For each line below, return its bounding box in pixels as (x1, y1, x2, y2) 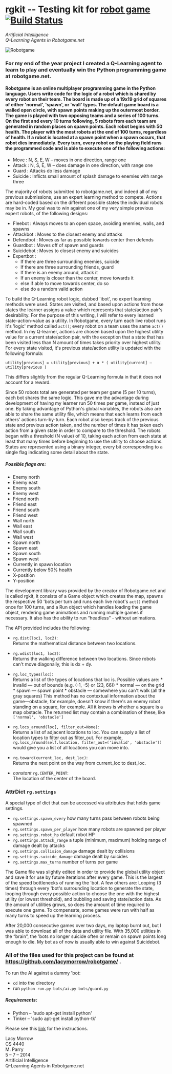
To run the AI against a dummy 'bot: (5, 970, 81, 976)
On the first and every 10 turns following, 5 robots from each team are (5, 118, 157, 124)
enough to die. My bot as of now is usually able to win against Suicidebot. (5, 939, 161, 945)
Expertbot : (12, 253, 37, 259)
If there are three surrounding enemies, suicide (20, 258, 120, 265)
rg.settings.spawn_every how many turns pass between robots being (12, 815, 160, 821)
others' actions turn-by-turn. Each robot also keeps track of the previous (5, 417, 159, 423)
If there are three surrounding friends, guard (20, 264, 114, 270)
